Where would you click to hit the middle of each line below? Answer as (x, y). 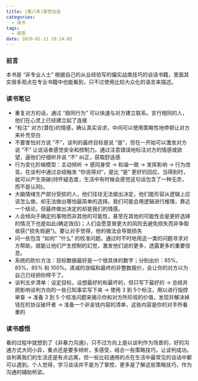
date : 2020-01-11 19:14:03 (39, 39)
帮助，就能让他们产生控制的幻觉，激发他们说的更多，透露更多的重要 (103, 245)
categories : (21, 17)
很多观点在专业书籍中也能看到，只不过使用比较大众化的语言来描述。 (94, 82)
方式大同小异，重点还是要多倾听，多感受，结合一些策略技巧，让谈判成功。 (101, 350)
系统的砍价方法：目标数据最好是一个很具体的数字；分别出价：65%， (98, 260)
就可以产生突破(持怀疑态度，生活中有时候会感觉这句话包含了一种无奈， (101, 179)
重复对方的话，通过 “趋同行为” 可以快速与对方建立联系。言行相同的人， (101, 113)
